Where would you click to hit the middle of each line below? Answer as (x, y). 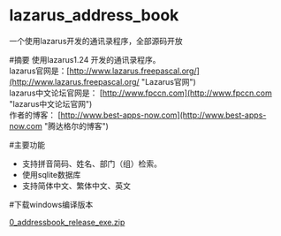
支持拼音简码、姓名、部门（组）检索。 (91, 164)
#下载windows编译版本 (51, 204)
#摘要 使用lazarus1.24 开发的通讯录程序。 (85, 59)
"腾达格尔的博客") (76, 126)
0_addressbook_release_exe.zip (67, 222)
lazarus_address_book (94, 15)
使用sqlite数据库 (51, 174)
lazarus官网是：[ (39, 71)
